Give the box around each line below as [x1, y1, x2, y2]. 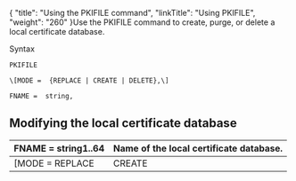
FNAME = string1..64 [13, 142, 105, 154]
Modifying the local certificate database [9, 115, 238, 131]
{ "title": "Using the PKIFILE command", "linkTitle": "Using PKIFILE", [9, 8, 256, 18]
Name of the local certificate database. [112, 142, 284, 154]
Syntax [9, 43, 36, 54]
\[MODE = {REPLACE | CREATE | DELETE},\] [9, 76, 169, 85]
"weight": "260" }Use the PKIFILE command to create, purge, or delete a [9, 17, 275, 28]
